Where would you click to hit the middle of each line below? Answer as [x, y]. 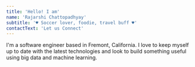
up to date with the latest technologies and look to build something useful [96, 52]
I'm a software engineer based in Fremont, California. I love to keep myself [97, 45]
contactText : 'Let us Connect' [45, 28]
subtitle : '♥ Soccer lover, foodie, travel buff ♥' [72, 23]
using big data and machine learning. [52, 58]
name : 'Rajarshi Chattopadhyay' [46, 17]
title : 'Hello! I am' [33, 12]
